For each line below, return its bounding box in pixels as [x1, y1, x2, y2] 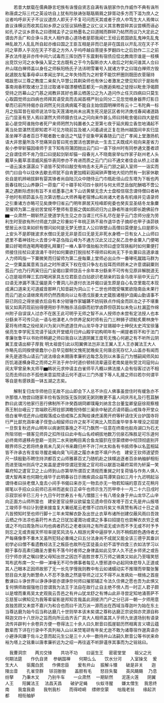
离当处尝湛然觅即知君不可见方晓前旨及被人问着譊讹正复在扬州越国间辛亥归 [5, 127, 155, 132]
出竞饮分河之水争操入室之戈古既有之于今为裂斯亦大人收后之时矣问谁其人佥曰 [5, 59, 159, 65]
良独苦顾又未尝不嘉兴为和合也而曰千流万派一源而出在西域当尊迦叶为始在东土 [5, 603, 159, 608]
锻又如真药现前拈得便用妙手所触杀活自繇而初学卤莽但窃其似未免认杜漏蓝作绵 [5, 304, 159, 310]
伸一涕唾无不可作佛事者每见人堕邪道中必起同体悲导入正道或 [39, 560, 159, 565]
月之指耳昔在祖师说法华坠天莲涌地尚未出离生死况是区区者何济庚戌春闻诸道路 [5, 108, 159, 114]
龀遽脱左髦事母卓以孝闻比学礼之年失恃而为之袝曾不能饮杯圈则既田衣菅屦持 [5, 72, 155, 77]
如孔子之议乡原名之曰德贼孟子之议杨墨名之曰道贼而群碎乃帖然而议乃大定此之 [5, 29, 159, 34]
